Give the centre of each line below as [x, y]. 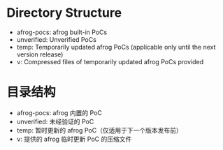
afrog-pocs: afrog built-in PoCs [62, 32]
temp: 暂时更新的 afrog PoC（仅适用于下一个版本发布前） [99, 130]
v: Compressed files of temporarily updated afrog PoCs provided [110, 61]
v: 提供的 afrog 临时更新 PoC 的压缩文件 [74, 139]
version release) [40, 54]
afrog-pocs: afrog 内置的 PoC [59, 112]
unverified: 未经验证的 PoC [55, 121]
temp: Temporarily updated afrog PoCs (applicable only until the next [116, 47]
